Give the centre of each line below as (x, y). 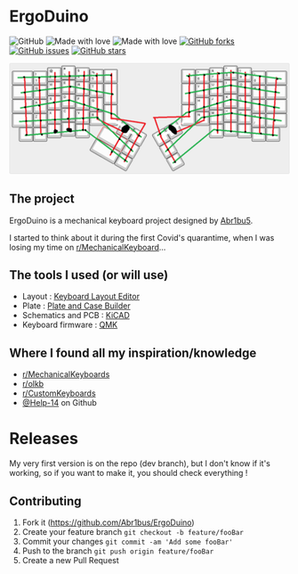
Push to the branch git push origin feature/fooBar (118, 551)
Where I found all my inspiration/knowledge (133, 353)
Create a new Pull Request (71, 560)
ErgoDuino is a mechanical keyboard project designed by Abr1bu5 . (131, 220)
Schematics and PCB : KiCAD (76, 316)
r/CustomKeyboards (59, 393)
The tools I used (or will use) (89, 275)
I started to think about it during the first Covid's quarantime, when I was (142, 237)
